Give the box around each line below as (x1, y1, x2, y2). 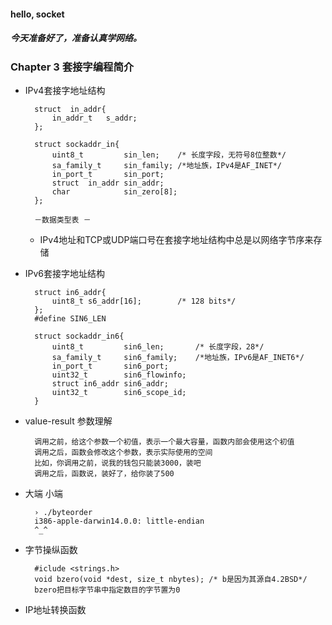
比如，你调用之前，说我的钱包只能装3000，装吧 (34, 458, 202, 468)
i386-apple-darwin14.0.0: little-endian (34, 516, 205, 526)
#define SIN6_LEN (34, 313, 107, 324)
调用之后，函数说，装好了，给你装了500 (34, 468, 175, 479)
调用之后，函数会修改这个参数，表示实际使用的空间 (34, 447, 213, 457)
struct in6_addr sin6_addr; (51, 378, 169, 389)
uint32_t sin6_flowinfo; (51, 370, 187, 380)
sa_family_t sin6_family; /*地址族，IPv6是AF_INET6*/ (51, 352, 305, 362)
